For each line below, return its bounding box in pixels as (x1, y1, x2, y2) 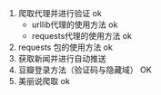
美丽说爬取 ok (17, 76, 70, 86)
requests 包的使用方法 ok (17, 42, 114, 52)
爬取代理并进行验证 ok (17, 8, 102, 18)
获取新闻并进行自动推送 (17, 53, 106, 63)
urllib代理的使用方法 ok (31, 19, 118, 30)
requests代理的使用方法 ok (31, 31, 133, 41)
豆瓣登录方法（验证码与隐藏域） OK (17, 64, 152, 75)
